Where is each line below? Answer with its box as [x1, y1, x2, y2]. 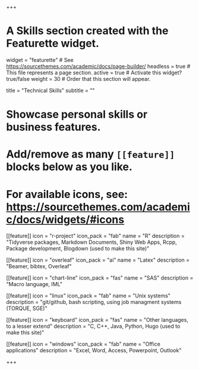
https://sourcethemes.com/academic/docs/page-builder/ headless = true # [6, 62, 191, 70]
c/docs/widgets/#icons [6, 212, 125, 226]
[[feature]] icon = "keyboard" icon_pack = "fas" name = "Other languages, [6, 316, 189, 324]
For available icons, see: [6, 187, 128, 201]
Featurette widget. [6, 37, 100, 51]
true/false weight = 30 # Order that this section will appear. [6, 75, 151, 82]
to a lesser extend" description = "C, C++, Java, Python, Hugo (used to [6, 322, 181, 330]
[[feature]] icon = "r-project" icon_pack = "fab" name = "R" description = [6, 233, 185, 240]
